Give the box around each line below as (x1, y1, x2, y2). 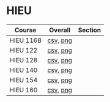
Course (14, 26, 37, 34)
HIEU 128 (9, 56, 38, 64)
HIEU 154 (9, 76, 38, 84)
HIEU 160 (9, 86, 38, 94)
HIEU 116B (9, 36, 42, 45)
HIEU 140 (9, 65, 38, 74)
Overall (49, 26, 71, 34)
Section (78, 26, 101, 34)
